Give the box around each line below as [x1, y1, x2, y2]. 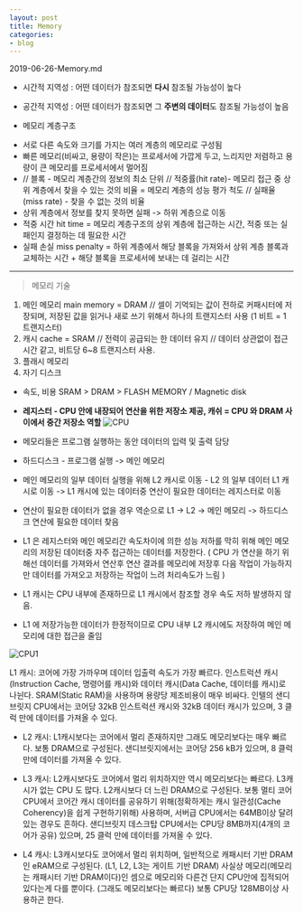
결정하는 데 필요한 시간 [46, 230, 126, 240]
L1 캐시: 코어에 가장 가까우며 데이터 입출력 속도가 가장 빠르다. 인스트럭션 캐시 [9, 667, 279, 678]
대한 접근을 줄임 [46, 630, 103, 642]
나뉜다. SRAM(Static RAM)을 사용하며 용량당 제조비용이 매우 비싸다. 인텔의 [9, 690, 273, 701]
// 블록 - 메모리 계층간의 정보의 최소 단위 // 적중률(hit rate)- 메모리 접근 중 [22, 174, 282, 184]
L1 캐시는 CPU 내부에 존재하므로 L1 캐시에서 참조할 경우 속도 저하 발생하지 [22, 588, 282, 599]
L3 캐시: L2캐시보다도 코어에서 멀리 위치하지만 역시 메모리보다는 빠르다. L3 [22, 774, 287, 785]
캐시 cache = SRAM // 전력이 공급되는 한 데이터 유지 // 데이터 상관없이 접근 [22, 334, 289, 344]
